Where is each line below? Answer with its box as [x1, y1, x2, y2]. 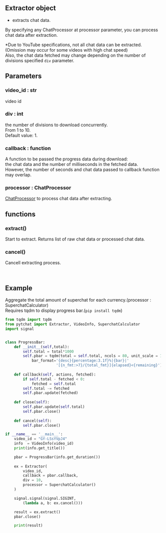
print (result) [14, 523, 43, 528]
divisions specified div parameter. [5, 57, 75, 64]
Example [5, 284, 33, 292]
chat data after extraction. [5, 32, 58, 38]
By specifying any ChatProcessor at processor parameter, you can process [5, 27, 158, 33]
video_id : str [5, 87, 37, 94]
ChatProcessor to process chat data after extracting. [5, 196, 112, 202]
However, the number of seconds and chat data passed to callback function [5, 166, 160, 173]
